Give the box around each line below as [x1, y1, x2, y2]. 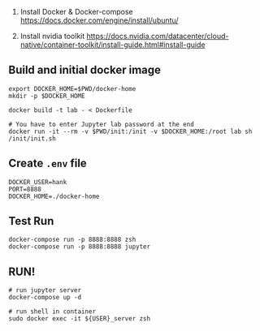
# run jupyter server [8, 286, 82, 294]
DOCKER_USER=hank [8, 178, 67, 186]
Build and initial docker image [8, 63, 161, 77]
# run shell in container [8, 307, 96, 316]
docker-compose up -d [8, 294, 82, 302]
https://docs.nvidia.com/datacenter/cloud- [86, 32, 229, 41]
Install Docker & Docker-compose [19, 7, 133, 16]
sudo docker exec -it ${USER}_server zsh [8, 315, 151, 323]
